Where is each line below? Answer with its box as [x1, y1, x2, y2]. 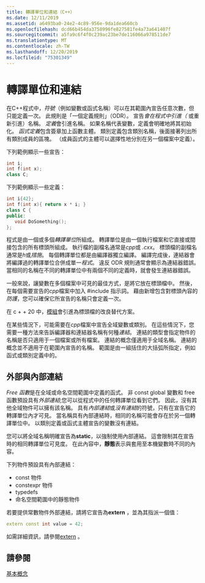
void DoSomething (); [14, 218, 67, 224]
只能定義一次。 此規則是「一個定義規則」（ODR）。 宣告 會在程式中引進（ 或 [6, 112, 194, 120]
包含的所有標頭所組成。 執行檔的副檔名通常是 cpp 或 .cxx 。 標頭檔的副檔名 [11, 243, 197, 251]
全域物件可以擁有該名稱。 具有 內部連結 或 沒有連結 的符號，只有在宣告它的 [11, 404, 196, 411]
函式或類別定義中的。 [6, 352, 60, 359]
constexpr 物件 [15, 482, 53, 489]
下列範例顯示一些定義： [6, 183, 65, 191]
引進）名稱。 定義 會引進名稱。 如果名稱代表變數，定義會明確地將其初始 [11, 120, 192, 127]
